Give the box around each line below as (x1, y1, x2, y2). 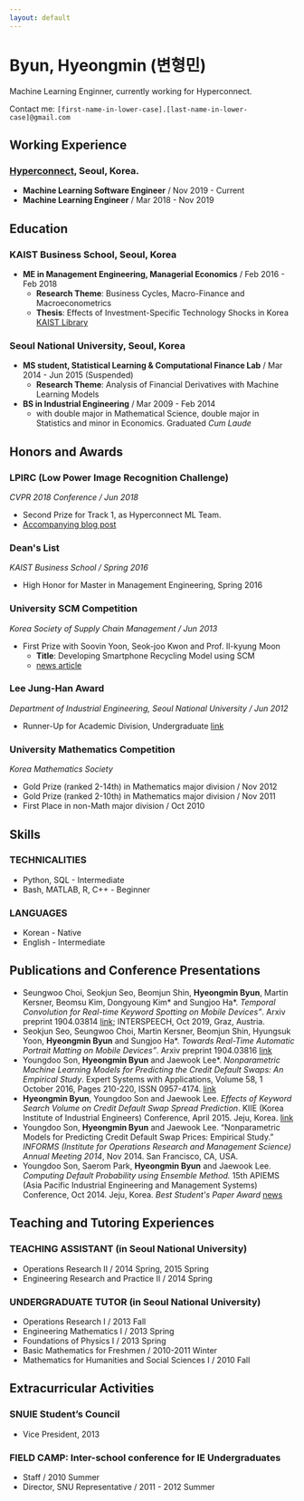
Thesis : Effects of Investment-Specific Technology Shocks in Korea (35, 307, 290, 318)
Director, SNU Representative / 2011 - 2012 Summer (22, 1481, 215, 1492)
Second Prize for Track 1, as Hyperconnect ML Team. (22, 509, 222, 520)
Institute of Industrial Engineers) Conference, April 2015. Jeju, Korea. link (22, 1111, 294, 1123)
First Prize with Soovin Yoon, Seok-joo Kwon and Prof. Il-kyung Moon (22, 640, 280, 651)
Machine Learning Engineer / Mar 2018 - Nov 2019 (22, 195, 214, 206)
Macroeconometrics (35, 297, 111, 308)
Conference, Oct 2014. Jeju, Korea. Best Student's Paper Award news (22, 1188, 283, 1200)
